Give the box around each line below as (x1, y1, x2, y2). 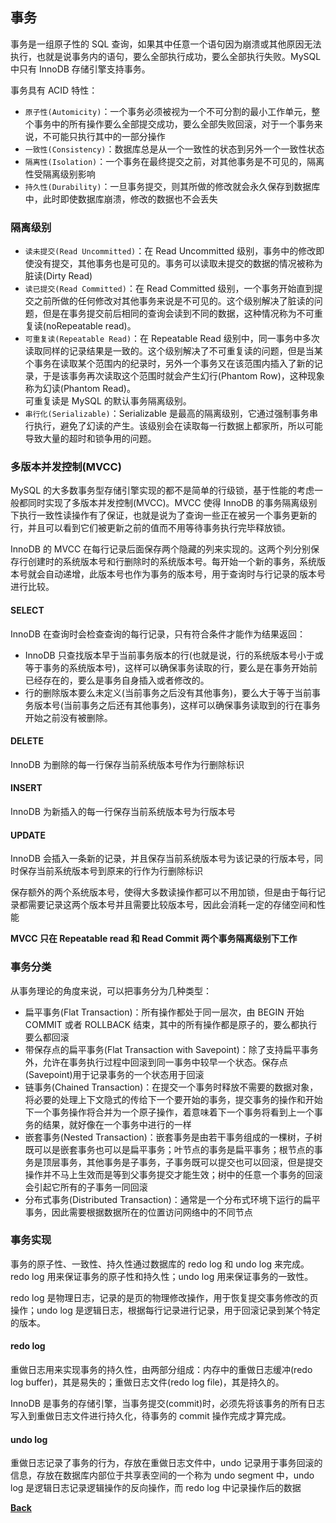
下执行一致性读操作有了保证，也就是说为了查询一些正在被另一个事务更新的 (10, 509, 317, 522)
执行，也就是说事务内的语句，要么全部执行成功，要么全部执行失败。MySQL (10, 50, 322, 62)
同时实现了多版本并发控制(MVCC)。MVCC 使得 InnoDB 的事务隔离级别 (27, 497, 318, 509)
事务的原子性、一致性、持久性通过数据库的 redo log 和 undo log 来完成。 (10, 1258, 310, 1270)
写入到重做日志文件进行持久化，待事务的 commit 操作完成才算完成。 (10, 1410, 292, 1422)
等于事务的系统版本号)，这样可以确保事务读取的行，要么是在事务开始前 (24, 661, 318, 673)
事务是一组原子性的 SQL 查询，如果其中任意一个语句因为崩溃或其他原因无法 (10, 38, 322, 50)
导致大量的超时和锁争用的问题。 (24, 433, 157, 445)
